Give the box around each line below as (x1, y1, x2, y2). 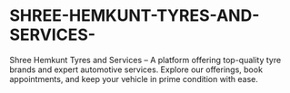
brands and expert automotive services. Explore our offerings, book (9, 64, 264, 75)
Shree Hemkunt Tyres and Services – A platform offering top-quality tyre (9, 54, 282, 65)
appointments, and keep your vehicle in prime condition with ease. (9, 73, 259, 84)
